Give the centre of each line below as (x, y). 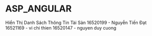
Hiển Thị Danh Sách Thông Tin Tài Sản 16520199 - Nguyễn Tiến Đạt (76, 22)
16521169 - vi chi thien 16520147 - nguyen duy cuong (61, 27)
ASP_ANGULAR (39, 9)
